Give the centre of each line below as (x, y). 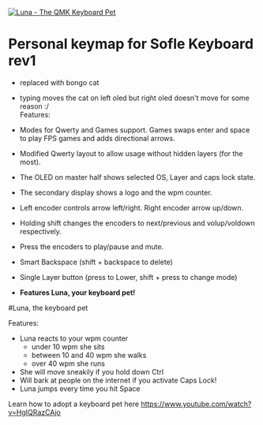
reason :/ (34, 106)
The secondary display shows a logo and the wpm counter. (116, 192)
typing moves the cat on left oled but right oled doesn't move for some (135, 98)
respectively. (40, 231)
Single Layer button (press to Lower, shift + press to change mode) (128, 277)
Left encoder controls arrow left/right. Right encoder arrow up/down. (131, 207)
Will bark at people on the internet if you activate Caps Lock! (118, 380)
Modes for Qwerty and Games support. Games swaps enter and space (135, 129)
